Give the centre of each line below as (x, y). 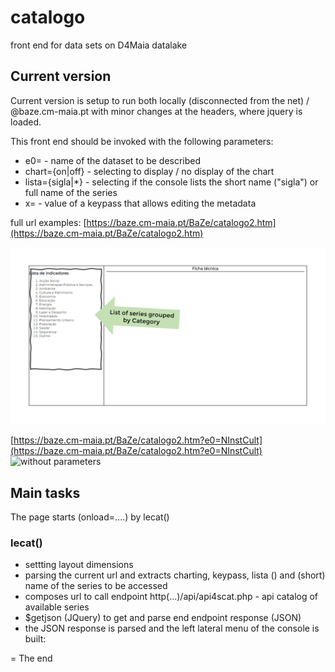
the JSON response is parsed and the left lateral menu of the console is (172, 628)
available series (57, 607)
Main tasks (45, 492)
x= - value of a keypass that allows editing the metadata (140, 203)
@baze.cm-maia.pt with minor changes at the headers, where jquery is (156, 111)
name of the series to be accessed (96, 586)
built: (35, 639)
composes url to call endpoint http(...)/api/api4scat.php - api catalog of (171, 597)
